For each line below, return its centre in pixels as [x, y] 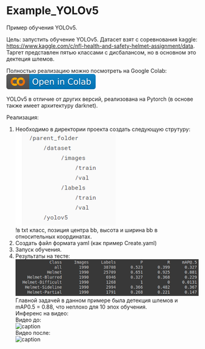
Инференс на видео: [42, 313]
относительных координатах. [53, 237]
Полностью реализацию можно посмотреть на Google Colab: [87, 70]
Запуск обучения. [38, 249]
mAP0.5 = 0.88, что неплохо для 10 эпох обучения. [81, 307]
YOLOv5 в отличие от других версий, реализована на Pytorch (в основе [100, 99]
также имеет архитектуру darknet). [52, 105]
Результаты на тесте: [42, 256]
